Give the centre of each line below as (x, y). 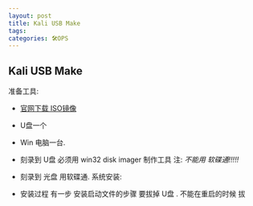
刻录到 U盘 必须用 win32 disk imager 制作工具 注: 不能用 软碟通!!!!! (129, 160)
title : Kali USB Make (45, 23)
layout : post (30, 16)
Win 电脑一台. (43, 142)
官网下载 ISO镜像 (48, 109)
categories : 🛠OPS (39, 38)
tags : (17, 31)
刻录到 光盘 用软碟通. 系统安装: (71, 177)
